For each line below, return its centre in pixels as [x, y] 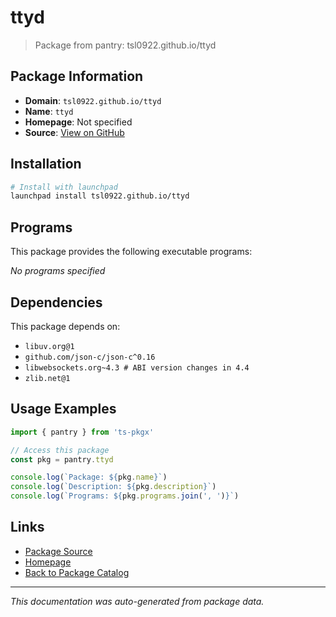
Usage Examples [63, 409]
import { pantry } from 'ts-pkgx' [82, 432]
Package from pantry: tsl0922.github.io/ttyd [125, 45]
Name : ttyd [49, 111]
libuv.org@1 [49, 346]
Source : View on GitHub [74, 132]
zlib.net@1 [47, 378]
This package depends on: [65, 326]
